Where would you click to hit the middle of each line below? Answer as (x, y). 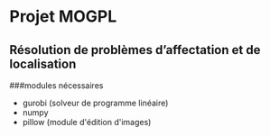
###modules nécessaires (56, 86)
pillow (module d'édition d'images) (87, 122)
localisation (43, 63)
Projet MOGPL (63, 17)
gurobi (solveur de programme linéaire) (95, 103)
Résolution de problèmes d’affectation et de (135, 50)
